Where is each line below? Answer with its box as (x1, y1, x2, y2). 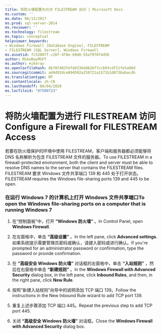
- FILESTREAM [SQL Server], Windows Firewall (5, 48, 98, 52)
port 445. (12, 308, 31, 314)
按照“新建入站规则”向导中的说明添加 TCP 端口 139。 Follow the (12, 287, 137, 293)
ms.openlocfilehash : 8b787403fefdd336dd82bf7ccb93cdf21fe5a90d (5, 66, 136, 71)
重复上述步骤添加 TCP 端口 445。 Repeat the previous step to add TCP (12, 302, 153, 308)
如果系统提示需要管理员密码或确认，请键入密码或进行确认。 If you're (12, 239, 148, 245)
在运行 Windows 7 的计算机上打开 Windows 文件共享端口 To (5, 194, 145, 201)
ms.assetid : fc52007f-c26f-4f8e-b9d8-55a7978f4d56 (5, 52, 110, 57)
